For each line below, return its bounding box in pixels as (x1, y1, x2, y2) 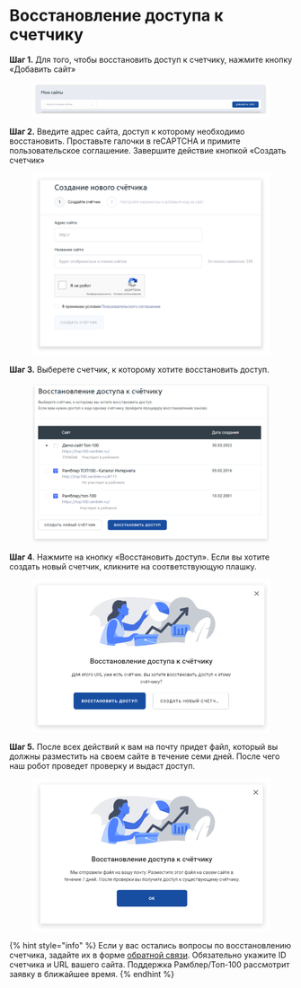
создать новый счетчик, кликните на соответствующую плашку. (9, 560, 258, 571)
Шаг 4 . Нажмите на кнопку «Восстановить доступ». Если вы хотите (9, 551, 270, 562)
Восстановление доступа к (9, 5, 224, 26)
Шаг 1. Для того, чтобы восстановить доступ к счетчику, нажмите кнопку (9, 54, 293, 65)
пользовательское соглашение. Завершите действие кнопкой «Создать (9, 146, 287, 156)
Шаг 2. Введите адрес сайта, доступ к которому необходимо (9, 127, 245, 137)
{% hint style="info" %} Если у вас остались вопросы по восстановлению (9, 939, 292, 950)
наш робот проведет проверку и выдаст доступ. (9, 760, 196, 771)
